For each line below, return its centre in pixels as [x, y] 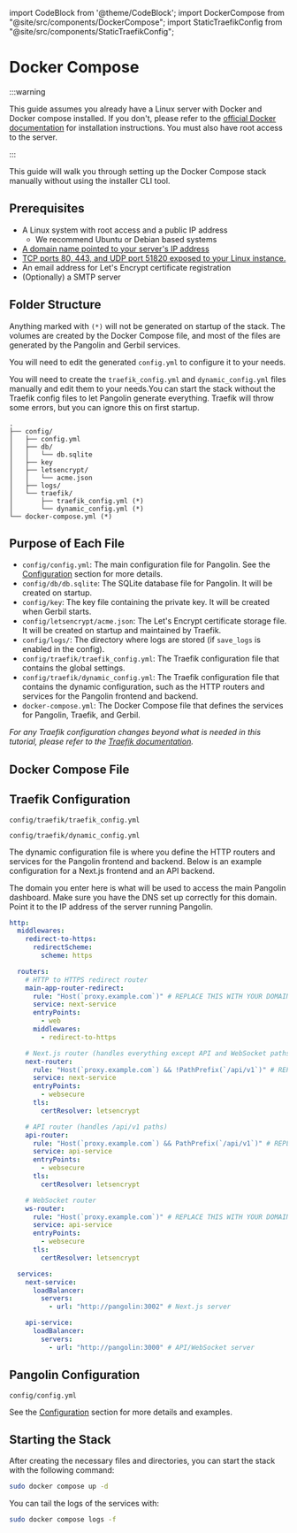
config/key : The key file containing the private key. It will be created [146, 602]
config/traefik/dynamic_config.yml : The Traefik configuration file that [151, 678]
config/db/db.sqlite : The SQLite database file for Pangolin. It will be [147, 584]
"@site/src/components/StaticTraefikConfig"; [92, 31]
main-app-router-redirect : [75, 988]
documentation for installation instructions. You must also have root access [146, 127]
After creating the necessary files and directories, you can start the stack [142, 1461]
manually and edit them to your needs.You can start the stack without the [142, 388]
